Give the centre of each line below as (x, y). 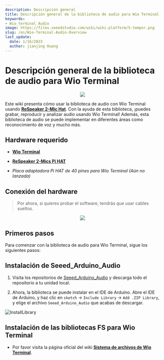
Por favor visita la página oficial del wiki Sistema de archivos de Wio (82, 347)
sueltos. (25, 209)
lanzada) (21, 176)
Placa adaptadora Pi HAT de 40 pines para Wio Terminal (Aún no (78, 171)
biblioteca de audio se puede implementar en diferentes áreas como (74, 119)
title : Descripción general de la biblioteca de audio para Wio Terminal (82, 14)
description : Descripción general (41, 10)
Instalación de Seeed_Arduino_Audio (63, 266)
